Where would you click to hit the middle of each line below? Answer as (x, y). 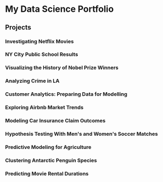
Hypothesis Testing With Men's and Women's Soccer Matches (81, 134)
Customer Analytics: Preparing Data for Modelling (66, 94)
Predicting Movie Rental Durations (47, 174)
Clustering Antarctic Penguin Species (51, 160)
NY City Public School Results (42, 54)
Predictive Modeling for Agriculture (48, 147)
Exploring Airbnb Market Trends (44, 108)
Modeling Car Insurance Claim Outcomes (55, 121)
